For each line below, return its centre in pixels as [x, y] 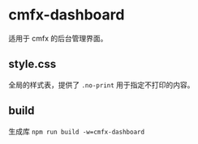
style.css [32, 64]
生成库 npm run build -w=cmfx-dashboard [76, 131]
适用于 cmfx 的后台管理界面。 [58, 38]
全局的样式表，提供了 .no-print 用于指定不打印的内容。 [101, 85]
